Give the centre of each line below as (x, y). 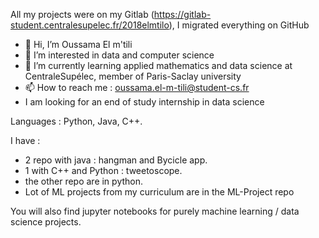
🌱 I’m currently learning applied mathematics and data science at (158, 65)
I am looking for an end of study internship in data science (144, 102)
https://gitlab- (182, 14)
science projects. (46, 222)
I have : (25, 140)
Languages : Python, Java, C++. (76, 121)
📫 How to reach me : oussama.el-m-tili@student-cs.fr (137, 87)
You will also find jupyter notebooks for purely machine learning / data (155, 211)
